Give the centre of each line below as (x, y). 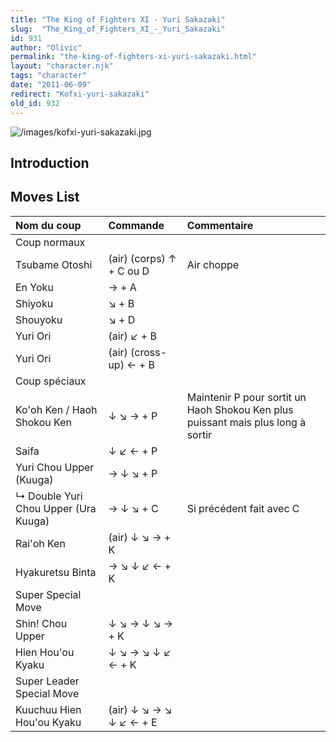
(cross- (149, 352)
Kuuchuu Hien (48, 709)
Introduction (50, 162)
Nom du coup (48, 225)
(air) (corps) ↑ (142, 258)
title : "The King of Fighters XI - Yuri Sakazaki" (118, 19)
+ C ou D (129, 271)
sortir (199, 434)
